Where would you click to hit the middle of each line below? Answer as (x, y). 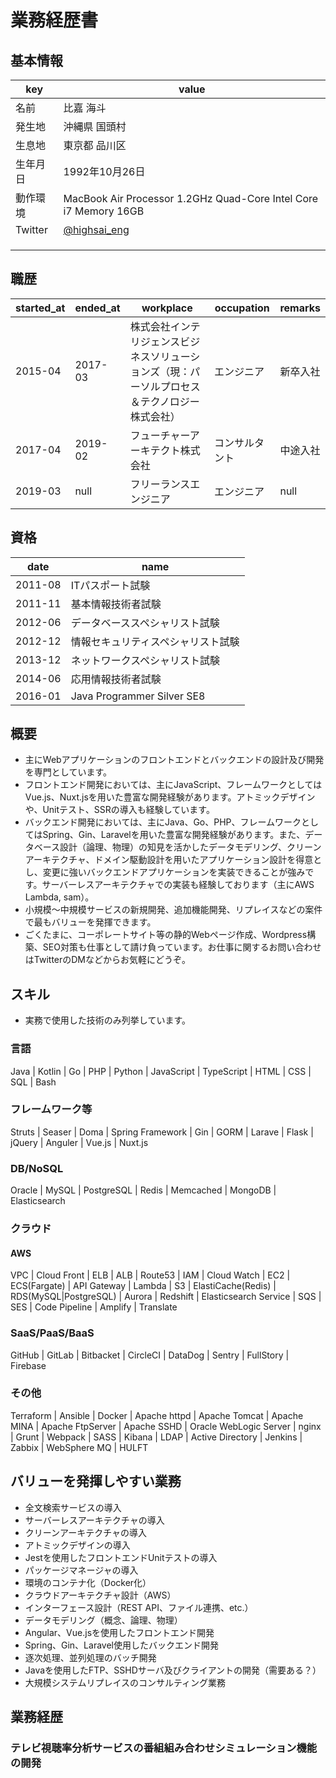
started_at (40, 308)
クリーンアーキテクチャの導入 (86, 1532)
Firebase (28, 1365)
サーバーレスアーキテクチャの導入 (94, 1520)
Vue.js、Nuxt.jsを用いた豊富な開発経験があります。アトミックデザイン (170, 797)
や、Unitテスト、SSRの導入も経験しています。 (119, 810)
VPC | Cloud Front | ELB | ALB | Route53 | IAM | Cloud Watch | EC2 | (150, 1275)
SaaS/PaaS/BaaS (52, 1333)
